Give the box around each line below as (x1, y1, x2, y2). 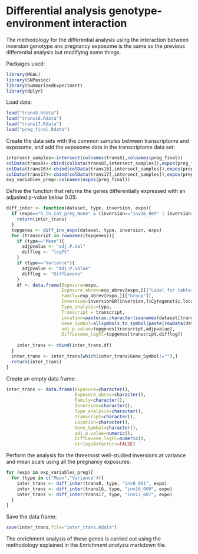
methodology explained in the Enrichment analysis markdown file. (6, 542, 167, 549)
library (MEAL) (6, 71, 41, 77)
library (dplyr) (6, 88, 44, 94)
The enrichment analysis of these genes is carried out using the (6, 535, 161, 542)
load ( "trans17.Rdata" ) (6, 121, 62, 127)
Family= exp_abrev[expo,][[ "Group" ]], (61, 293, 154, 299)
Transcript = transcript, (61, 309, 126, 315)
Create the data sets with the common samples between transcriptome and (6, 137, 190, 144)
